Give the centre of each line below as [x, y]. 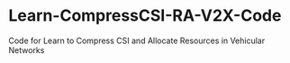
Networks [27, 49]
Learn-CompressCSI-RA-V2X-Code [145, 16]
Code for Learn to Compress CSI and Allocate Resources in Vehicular [137, 40]
